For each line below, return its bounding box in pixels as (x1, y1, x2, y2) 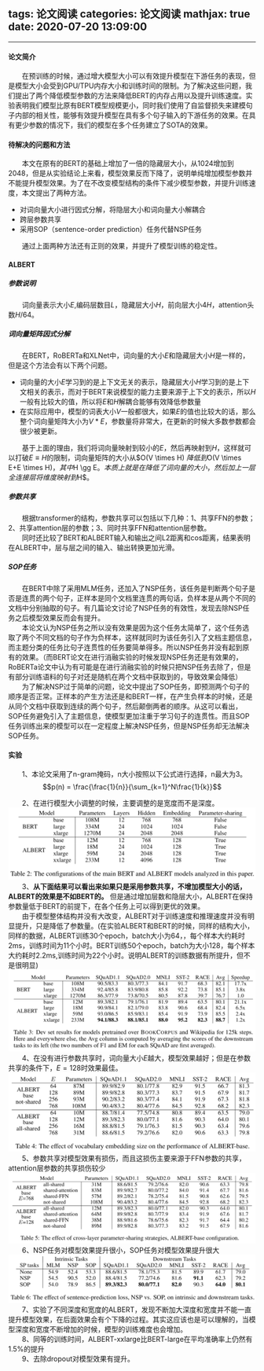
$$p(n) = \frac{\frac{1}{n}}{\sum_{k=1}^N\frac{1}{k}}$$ (42, 781, 222, 792)
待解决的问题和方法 (8, 140, 71, 149)
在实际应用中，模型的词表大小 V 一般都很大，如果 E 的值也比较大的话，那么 (19, 406, 256, 416)
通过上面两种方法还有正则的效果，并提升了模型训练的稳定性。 (22, 241, 222, 251)
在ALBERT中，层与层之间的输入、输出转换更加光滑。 (8, 542, 179, 552)
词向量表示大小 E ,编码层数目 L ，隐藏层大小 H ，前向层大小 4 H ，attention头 (22, 300, 255, 309)
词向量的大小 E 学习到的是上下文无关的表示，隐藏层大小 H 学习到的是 (19, 377, 236, 387)
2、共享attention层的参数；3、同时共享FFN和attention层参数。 (8, 523, 211, 532)
